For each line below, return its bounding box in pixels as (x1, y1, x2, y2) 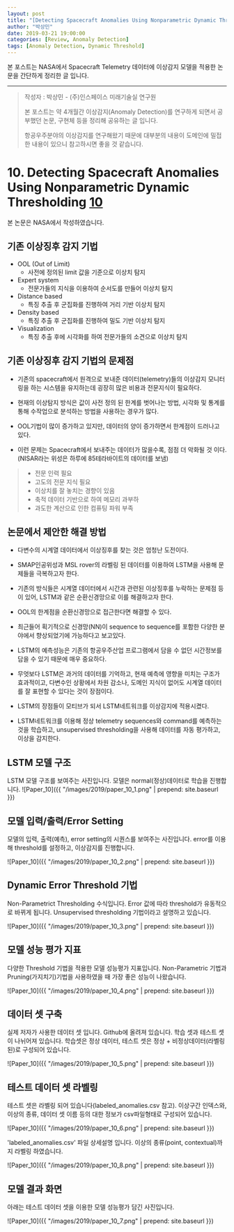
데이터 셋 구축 (7, 1009, 63, 1021)
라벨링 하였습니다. (14, 1147, 63, 1155)
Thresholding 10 (7, 195, 103, 210)
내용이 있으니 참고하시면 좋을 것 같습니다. (31, 140, 144, 148)
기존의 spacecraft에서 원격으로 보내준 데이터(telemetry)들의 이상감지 (17, 375, 207, 383)
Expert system (17, 276, 59, 284)
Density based (17, 308, 59, 316)
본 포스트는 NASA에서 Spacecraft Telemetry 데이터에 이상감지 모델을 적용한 (7, 63, 216, 70)
